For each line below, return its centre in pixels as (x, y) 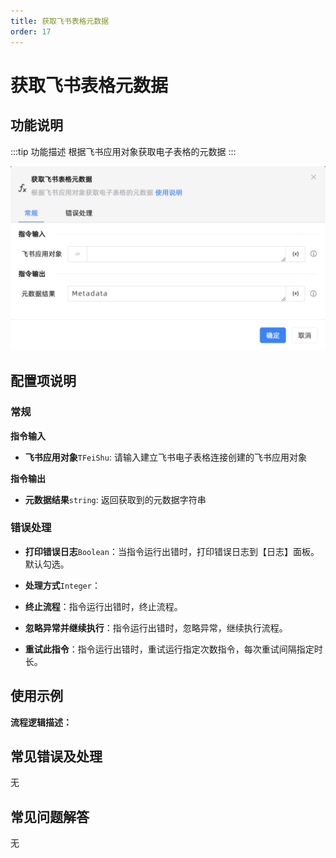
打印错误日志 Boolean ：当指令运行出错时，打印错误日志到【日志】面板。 (172, 551)
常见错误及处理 (56, 756)
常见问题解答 (50, 816)
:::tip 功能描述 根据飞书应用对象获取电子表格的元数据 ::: (123, 151)
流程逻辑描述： (41, 722)
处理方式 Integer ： (62, 585)
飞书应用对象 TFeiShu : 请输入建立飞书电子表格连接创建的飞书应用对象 (165, 457)
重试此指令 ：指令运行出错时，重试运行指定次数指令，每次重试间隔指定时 (173, 649)
